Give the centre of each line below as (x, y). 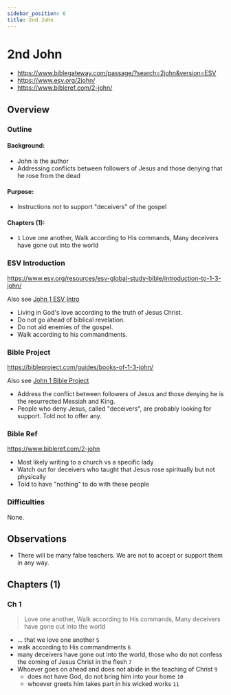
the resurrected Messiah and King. (66, 401)
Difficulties (26, 502)
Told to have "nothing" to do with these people (83, 484)
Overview (29, 109)
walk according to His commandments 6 (74, 647)
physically (31, 477)
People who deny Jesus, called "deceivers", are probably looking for (114, 409)
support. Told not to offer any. (59, 415)
